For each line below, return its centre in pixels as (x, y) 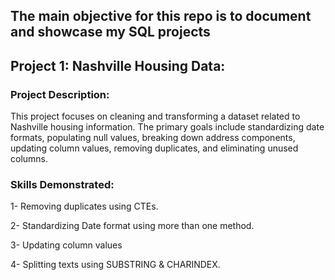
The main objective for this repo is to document (161, 16)
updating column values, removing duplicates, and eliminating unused (154, 148)
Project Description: (60, 94)
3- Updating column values (66, 245)
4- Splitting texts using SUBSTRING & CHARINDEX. (115, 265)
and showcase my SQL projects (110, 32)
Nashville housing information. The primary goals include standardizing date (167, 127)
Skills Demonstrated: (62, 184)
